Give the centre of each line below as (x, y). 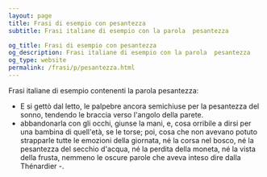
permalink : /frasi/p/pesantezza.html (72, 68)
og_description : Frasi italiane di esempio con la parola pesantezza (129, 53)
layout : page (30, 16)
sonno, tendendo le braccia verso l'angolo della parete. (112, 114)
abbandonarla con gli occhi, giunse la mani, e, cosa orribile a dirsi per (136, 123)
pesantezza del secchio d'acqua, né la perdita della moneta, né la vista (138, 149)
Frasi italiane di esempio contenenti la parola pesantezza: (104, 90)
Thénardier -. (42, 166)
